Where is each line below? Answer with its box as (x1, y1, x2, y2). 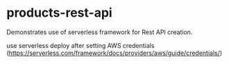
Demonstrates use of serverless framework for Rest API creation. (6, 28, 193, 36)
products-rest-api (6, 5, 112, 21)
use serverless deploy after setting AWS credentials (6, 41, 155, 49)
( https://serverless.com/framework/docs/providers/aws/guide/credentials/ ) (6, 49, 223, 57)
